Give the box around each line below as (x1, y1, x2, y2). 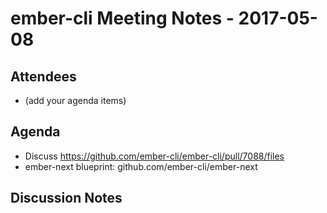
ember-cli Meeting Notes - (10, 7, 235, 30)
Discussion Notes (10, 190, 123, 207)
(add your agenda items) (24, 95, 127, 106)
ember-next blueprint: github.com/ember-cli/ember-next (24, 160, 258, 172)
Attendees (10, 68, 77, 85)
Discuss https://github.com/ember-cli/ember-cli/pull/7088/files (24, 150, 285, 162)
